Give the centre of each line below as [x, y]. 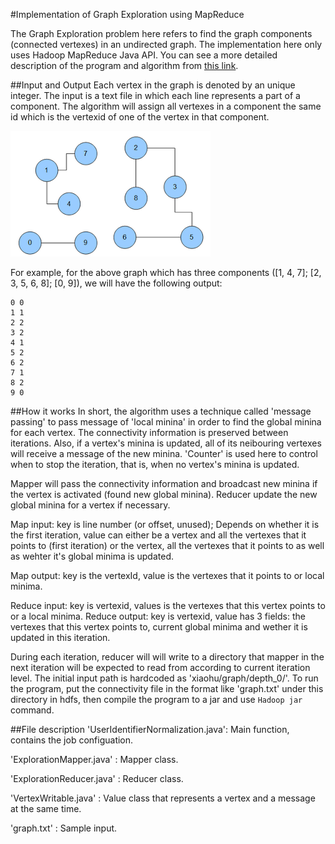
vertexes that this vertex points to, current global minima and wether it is [159, 627]
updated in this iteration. [60, 637]
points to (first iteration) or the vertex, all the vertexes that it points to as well [167, 545]
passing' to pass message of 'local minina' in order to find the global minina [166, 422]
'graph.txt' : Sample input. [64, 828]
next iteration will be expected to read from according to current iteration [160, 667]
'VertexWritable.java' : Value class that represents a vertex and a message [163, 798]
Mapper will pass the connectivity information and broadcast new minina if [164, 483]
